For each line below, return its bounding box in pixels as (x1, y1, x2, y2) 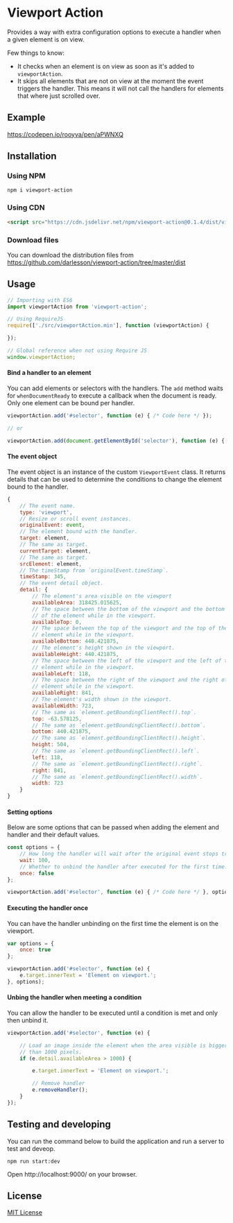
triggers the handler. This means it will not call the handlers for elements (17, 84, 224, 92)
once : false (19, 870, 54, 877)
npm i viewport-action (7, 187, 73, 194)
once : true (19, 946, 51, 954)
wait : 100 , (19, 857, 51, 863)
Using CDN (7, 203, 45, 212)
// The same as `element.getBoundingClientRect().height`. (32, 734, 207, 742)
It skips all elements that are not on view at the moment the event (17, 76, 204, 85)
